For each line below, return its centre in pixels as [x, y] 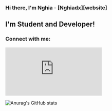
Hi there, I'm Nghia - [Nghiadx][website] [56, 8]
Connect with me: [28, 39]
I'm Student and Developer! [50, 24]
